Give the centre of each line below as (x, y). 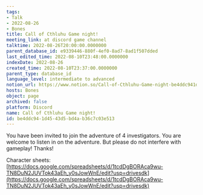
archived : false (27, 101)
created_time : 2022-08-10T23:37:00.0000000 (62, 68)
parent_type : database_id (39, 74)
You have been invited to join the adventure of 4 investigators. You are (94, 136)
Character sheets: (29, 160)
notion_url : (21, 85)
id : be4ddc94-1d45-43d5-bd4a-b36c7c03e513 (60, 118)
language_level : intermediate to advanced (60, 79)
